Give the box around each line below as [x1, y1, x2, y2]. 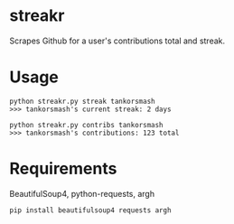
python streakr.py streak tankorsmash [9, 97, 155, 106]
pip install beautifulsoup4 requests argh [9, 205, 172, 215]
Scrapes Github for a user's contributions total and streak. [9, 35, 226, 46]
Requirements [9, 159, 117, 179]
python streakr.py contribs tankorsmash [9, 120, 164, 129]
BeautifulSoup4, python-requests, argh [9, 188, 155, 199]
